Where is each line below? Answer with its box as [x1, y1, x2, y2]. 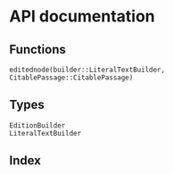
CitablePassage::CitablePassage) [9, 73, 134, 82]
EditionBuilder [9, 120, 66, 130]
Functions [9, 42, 67, 57]
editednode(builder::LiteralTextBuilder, [9, 65, 166, 74]
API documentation [9, 6, 156, 27]
